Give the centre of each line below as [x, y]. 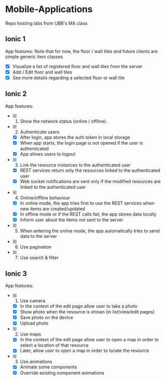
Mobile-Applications [49, 9]
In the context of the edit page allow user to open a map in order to [89, 340]
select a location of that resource [54, 345]
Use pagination [36, 247]
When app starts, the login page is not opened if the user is [81, 143]
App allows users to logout [48, 154]
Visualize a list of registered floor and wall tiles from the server [77, 66]
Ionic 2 [16, 94]
